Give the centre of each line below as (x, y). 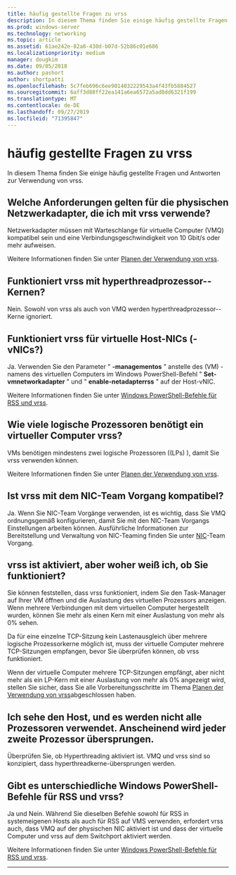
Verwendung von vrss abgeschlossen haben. (72, 695)
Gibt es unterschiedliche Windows (84, 786)
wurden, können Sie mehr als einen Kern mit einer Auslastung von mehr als (116, 615)
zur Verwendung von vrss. (46, 180)
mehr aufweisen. (32, 245)
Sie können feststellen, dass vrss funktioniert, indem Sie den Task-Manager (117, 593)
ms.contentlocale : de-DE (44, 106)
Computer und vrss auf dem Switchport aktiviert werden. (90, 836)
